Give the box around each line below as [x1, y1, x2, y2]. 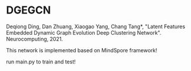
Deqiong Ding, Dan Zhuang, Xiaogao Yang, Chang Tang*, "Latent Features [6, 23, 186, 30]
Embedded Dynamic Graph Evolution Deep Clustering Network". [6, 29, 162, 36]
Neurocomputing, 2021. [6, 35, 63, 42]
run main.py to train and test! [6, 58, 76, 65]
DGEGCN [6, 4, 51, 17]
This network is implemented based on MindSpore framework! [6, 46, 158, 53]
